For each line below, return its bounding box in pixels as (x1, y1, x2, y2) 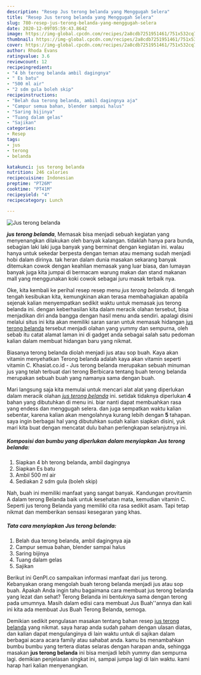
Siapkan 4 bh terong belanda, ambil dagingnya (15, 459, 131, 466)
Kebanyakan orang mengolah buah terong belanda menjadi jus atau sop (7, 581, 184, 588)
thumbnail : (7, 36, 34, 42)
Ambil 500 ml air (15, 471, 56, 478)
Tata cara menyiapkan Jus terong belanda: (7, 522, 117, 529)
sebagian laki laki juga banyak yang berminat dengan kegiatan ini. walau (7, 243, 184, 250)
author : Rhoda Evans (7, 48, 58, 54)
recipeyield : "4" (7, 192, 50, 198)
